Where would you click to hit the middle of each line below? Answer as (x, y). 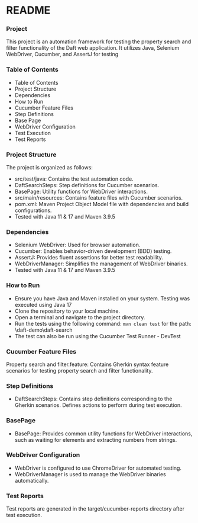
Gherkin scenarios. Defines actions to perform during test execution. (98, 405)
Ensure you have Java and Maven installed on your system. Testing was (102, 298)
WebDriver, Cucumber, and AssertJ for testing (62, 54)
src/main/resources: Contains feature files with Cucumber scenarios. (99, 198)
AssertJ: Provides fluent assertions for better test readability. (89, 258)
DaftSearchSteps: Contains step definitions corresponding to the (93, 399)
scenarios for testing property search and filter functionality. (79, 370)
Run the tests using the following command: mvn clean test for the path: (103, 323)
